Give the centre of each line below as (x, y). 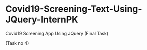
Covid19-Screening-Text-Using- (74, 9)
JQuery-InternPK (42, 20)
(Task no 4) (17, 43)
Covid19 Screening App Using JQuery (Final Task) (57, 33)
